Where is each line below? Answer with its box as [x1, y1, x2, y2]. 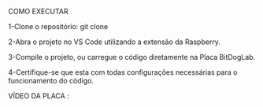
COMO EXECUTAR [8, 7, 69, 16]
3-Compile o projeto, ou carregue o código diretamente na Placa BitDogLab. [8, 53, 256, 61]
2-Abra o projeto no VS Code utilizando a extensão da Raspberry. [8, 37, 220, 46]
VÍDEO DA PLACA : [8, 91, 69, 101]
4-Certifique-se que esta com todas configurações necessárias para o [8, 68, 238, 77]
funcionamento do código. [8, 76, 94, 85]
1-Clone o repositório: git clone [8, 22, 109, 31]
